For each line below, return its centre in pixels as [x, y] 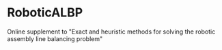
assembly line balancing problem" [55, 38]
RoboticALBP [45, 13]
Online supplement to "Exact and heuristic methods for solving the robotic [111, 32]
